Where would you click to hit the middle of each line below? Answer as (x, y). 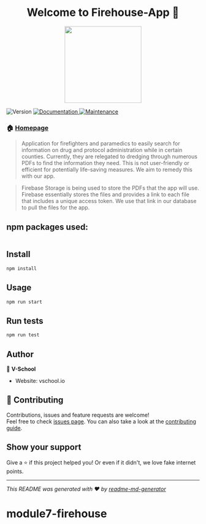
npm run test (23, 335)
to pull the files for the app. (55, 207)
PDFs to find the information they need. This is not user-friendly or (105, 163)
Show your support (44, 447)
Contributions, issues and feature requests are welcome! (78, 415)
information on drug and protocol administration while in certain (102, 150)
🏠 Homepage (28, 128)
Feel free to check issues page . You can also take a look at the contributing (101, 421)
